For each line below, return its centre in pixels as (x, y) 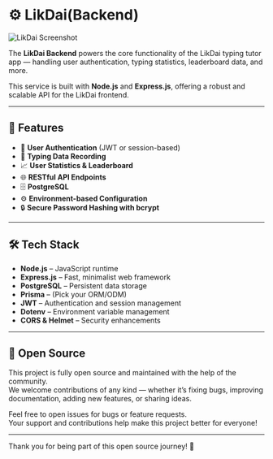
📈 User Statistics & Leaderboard (76, 165)
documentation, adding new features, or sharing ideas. (100, 399)
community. (28, 381)
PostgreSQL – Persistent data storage (84, 285)
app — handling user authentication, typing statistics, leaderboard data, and (136, 62)
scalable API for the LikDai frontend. (69, 94)
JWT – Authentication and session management (100, 303)
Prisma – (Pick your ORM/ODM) (74, 294)
